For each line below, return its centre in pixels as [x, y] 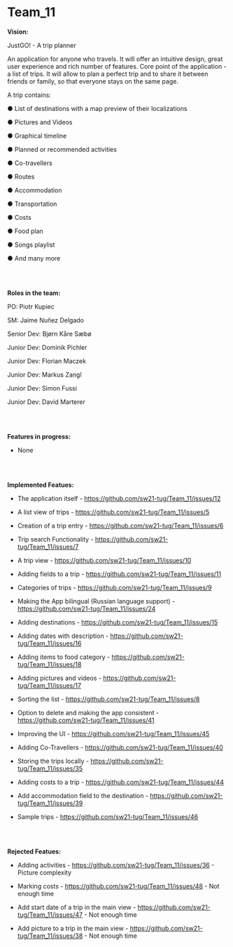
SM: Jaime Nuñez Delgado [45, 320]
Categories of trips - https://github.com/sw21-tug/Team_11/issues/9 [114, 587]
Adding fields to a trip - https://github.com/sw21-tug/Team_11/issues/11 [119, 574]
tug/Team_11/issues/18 [49, 664]
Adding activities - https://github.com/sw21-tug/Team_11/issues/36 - [116, 865]
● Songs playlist [31, 244]
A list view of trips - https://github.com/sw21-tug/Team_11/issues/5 [113, 512]
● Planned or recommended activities [62, 149]
